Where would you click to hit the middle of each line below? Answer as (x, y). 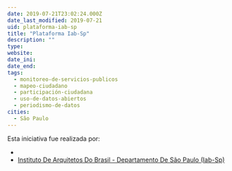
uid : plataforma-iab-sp (42, 27)
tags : (15, 72)
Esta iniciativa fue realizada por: (54, 139)
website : (20, 53)
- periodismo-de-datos (47, 106)
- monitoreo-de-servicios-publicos (66, 79)
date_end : (22, 66)
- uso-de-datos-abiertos (50, 99)
